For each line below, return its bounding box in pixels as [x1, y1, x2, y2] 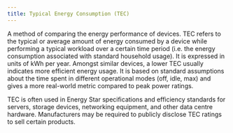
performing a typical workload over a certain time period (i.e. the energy [7, 44, 216, 52]
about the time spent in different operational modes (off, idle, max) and [7, 74, 211, 83]
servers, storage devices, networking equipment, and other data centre [7, 102, 213, 111]
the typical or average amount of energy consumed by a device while [7, 36, 208, 45]
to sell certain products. [7, 117, 76, 126]
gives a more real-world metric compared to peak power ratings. [7, 81, 194, 90]
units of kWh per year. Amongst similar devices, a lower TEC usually [7, 59, 204, 67]
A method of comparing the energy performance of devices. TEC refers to [7, 29, 222, 38]
